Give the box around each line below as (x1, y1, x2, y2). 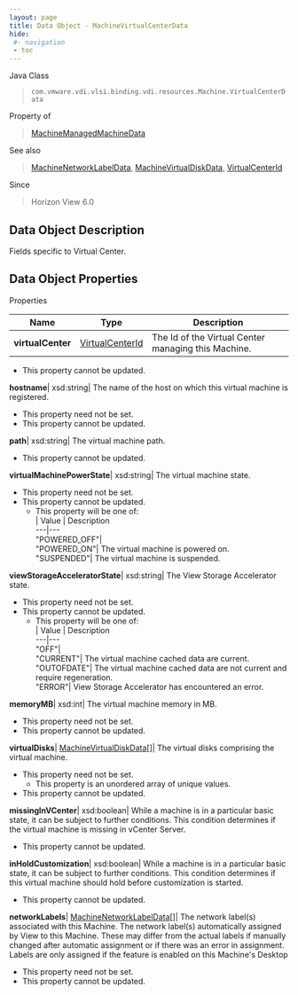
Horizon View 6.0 (30, 197, 95, 208)
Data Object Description (9, 223, 145, 238)
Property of (9, 111, 51, 121)
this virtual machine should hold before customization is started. (9, 877, 244, 888)
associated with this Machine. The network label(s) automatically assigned (9, 921, 282, 931)
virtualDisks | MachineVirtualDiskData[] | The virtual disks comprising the (9, 742, 275, 753)
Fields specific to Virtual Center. (9, 246, 127, 256)
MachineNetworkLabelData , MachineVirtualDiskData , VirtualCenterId (30, 162, 283, 173)
